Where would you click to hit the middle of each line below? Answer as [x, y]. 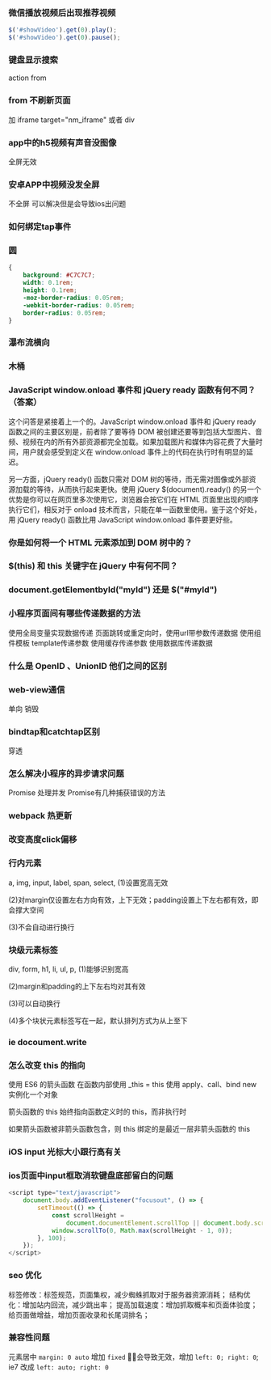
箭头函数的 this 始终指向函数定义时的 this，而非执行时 [98, 1112]
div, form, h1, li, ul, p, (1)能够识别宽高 [69, 969]
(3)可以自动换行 [34, 1003]
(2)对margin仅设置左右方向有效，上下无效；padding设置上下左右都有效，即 [134, 900]
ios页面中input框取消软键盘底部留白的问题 [91, 1175]
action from [27, 78]
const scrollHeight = [88, 1215]
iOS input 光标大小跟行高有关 [65, 1152]
